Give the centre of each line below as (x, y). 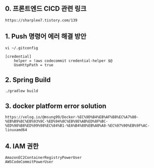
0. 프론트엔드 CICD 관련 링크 (46, 9)
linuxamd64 (16, 130)
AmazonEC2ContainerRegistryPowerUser (44, 158)
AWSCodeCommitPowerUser (29, 162)
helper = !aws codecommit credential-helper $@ (63, 61)
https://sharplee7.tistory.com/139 (41, 20)
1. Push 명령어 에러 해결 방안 (46, 36)
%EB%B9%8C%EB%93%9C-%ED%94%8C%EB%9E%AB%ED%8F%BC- (57, 121)
